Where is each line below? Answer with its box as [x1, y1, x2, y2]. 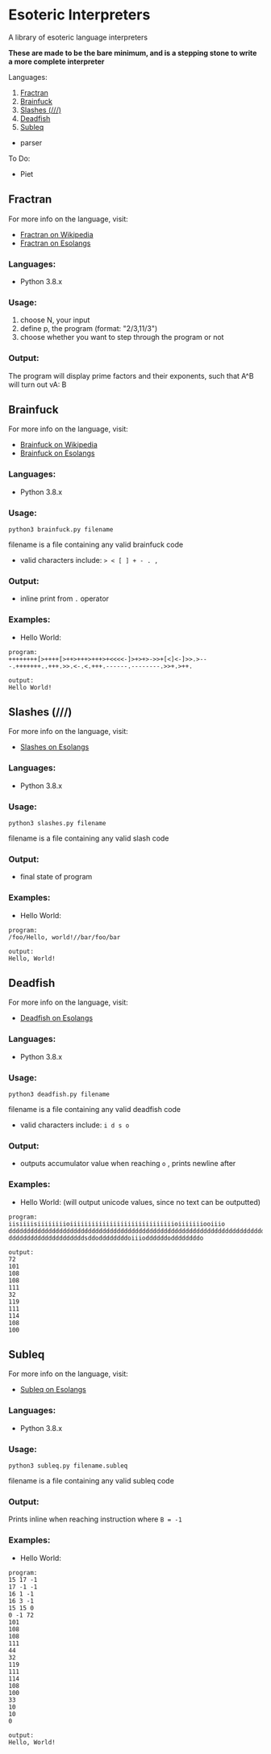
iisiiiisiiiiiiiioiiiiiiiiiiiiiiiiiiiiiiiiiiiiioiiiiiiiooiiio [8, 1219, 226, 1228]
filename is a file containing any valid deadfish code [8, 1105, 181, 1114]
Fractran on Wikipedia [19, 229, 94, 239]
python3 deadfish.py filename [8, 1090, 110, 1099]
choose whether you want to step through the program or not [19, 333, 224, 342]
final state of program [19, 872, 93, 882]
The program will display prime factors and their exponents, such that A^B [8, 371, 254, 380]
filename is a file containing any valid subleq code [8, 1476, 175, 1486]
